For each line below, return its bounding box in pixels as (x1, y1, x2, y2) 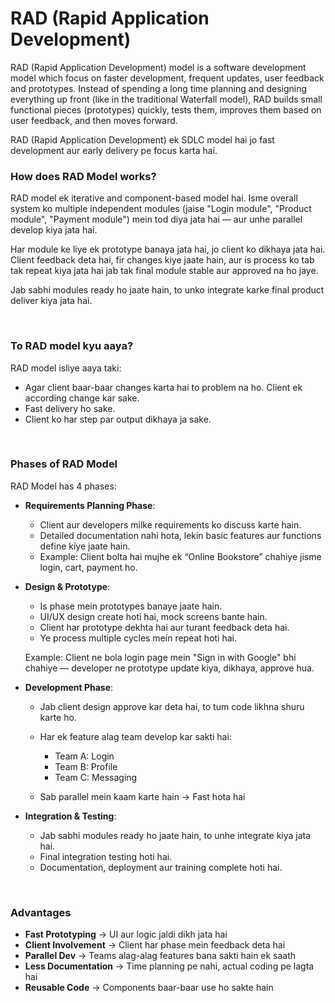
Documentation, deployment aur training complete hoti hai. (39, 861, 283, 873)
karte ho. (39, 711, 77, 723)
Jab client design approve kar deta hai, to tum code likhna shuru (39, 700, 305, 712)
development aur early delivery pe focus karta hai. (10, 144, 218, 156)
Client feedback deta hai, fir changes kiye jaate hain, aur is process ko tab (10, 254, 315, 266)
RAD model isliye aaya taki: (10, 362, 122, 374)
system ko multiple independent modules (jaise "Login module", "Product (10, 203, 312, 215)
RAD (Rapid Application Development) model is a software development (10, 61, 307, 73)
